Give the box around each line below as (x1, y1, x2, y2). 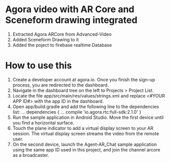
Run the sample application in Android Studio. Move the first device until (12, 114, 164, 120)
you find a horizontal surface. (12, 119, 75, 125)
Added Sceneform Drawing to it (12, 37, 79, 43)
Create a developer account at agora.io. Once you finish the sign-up (12, 76, 155, 82)
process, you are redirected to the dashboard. (12, 82, 109, 88)
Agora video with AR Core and (5, 4, 134, 15)
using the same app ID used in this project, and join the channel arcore (12, 146, 161, 153)
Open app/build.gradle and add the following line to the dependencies (12, 103, 159, 110)
